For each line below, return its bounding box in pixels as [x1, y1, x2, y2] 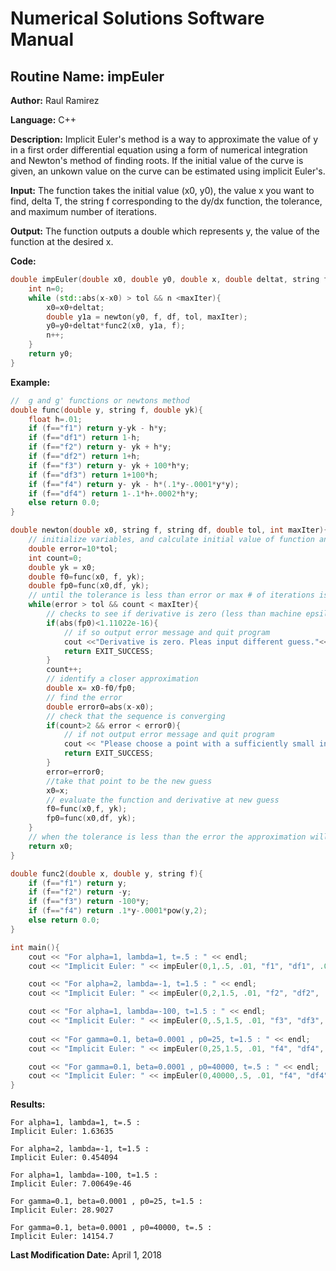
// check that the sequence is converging [46, 711, 226, 721]
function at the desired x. [10, 236, 114, 247]
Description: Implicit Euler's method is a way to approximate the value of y [10, 133, 319, 145]
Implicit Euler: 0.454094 [10, 1153, 118, 1163]
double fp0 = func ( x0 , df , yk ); [28, 581, 150, 591]
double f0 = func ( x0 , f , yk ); [28, 572, 145, 582]
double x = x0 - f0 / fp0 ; [46, 683, 137, 693]
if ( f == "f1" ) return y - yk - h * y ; [28, 423, 168, 434]
